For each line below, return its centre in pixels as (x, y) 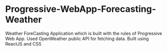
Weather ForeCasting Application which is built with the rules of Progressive (84, 33)
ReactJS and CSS (23, 44)
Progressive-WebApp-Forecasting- (81, 9)
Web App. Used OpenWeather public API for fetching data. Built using (77, 39)
